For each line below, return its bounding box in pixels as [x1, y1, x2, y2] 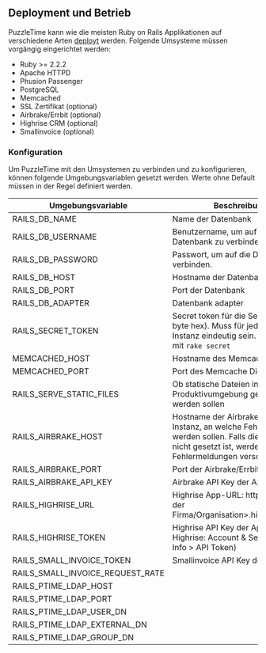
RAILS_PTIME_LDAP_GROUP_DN [12, 632, 135, 644]
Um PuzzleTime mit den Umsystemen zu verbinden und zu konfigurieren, [8, 165, 247, 174]
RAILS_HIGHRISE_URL [12, 499, 95, 511]
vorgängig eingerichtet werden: [8, 44, 111, 54]
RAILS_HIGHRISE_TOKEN [12, 532, 106, 543]
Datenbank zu [172, 237, 224, 248]
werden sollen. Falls [172, 431, 246, 442]
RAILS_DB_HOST [12, 272, 76, 283]
